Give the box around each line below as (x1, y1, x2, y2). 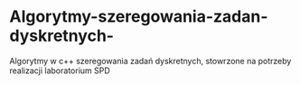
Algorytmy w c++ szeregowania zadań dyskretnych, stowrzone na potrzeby (9, 55, 292, 66)
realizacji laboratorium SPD (9, 65, 110, 76)
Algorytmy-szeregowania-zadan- (9, 6, 268, 27)
